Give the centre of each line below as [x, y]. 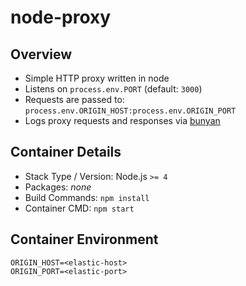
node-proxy [61, 17]
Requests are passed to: [74, 99]
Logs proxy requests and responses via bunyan [122, 120]
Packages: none [58, 187]
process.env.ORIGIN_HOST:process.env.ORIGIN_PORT [130, 111]
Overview [41, 54]
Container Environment [84, 239]
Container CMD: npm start [79, 208]
